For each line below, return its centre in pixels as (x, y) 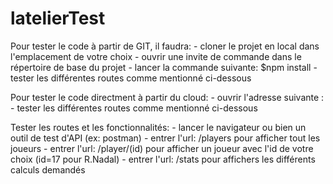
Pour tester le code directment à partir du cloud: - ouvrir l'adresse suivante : (167, 97)
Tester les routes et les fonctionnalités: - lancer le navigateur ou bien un (158, 127)
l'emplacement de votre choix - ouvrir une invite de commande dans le (156, 56)
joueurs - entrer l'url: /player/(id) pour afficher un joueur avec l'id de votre (162, 148)
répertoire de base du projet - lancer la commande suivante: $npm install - (164, 67)
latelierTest (58, 18)
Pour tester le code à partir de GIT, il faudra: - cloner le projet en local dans (165, 46)
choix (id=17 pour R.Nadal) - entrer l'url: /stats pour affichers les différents (163, 159)
